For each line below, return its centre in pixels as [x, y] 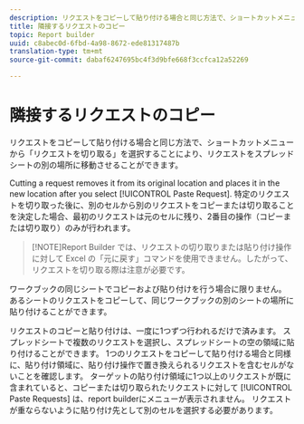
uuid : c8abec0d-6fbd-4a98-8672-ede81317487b [95, 43]
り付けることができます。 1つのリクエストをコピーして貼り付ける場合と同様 [150, 353]
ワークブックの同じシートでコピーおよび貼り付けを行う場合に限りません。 [148, 289]
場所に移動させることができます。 [120, 165]
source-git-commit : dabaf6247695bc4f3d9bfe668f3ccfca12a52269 [129, 60]
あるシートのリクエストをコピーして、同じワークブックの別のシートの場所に [152, 300]
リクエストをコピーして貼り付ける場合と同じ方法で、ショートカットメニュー [152, 142]
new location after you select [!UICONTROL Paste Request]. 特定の [134, 193]
